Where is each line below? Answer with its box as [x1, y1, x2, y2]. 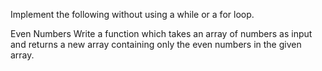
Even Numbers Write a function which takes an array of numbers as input [10, 28, 313, 39]
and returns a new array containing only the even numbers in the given [10, 39, 302, 50]
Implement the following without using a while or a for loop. [10, 9, 255, 20]
